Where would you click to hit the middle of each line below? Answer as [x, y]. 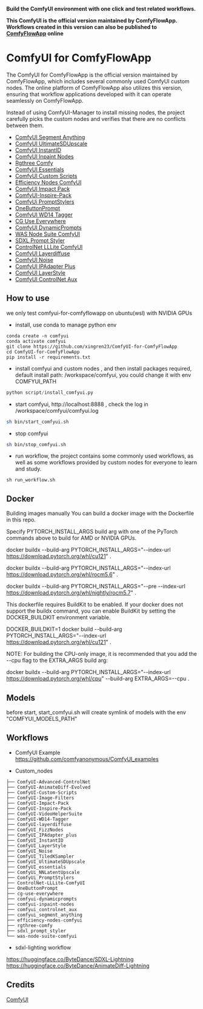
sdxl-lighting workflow [43, 947]
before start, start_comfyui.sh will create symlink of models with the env [96, 712]
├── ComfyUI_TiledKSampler [40, 856]
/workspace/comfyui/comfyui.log [57, 410]
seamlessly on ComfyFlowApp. [45, 100]
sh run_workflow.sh [31, 480]
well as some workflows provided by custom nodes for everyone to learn [106, 463]
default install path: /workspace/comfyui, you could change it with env [103, 375]
